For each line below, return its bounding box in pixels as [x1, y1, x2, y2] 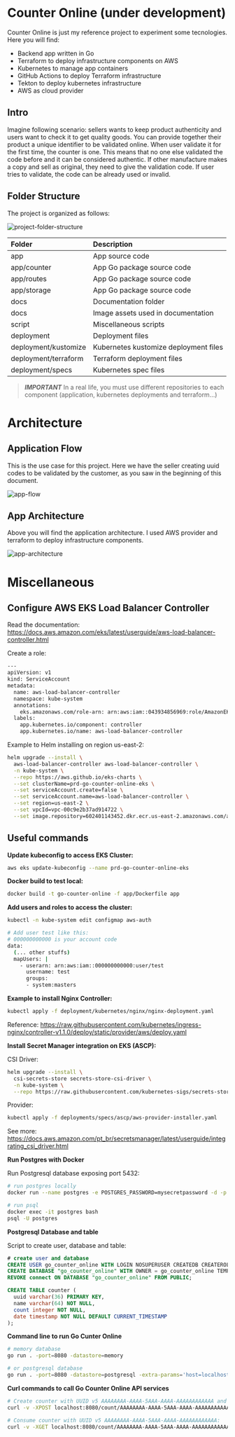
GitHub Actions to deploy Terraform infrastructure [17, 71, 162, 80]
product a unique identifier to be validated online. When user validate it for [7, 140, 222, 149]
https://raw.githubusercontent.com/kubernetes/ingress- [40, 1020, 201, 1028]
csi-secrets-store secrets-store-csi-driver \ [13, 1075, 152, 1082]
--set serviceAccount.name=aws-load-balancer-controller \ [13, 794, 190, 801]
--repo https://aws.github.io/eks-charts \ [13, 773, 142, 781]
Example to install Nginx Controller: [7, 994, 113, 1003]
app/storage [10, 285, 51, 295]
